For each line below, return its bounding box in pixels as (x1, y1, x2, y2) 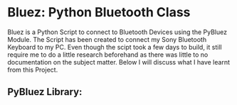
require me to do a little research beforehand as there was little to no (7, 50, 209, 59)
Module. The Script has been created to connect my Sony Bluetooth (7, 35, 207, 43)
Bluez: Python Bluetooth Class (7, 4, 191, 21)
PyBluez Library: (7, 86, 83, 98)
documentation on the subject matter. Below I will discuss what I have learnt (7, 57, 230, 66)
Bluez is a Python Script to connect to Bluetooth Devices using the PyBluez (7, 28, 228, 36)
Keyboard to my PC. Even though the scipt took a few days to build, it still (7, 43, 222, 51)
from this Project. (7, 65, 58, 74)
